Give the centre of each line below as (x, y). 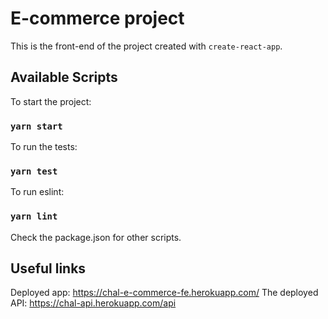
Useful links (48, 268)
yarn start (36, 126)
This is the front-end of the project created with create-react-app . (146, 46)
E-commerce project (97, 18)
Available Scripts (64, 77)
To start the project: (51, 101)
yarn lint (34, 216)
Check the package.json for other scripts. (96, 237)
